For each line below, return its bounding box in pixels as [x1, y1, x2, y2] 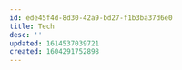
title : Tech [9, 22, 55, 31]
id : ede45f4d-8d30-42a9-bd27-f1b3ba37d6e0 [9, 13, 173, 23]
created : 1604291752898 [9, 47, 100, 56]
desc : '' [9, 30, 43, 39]
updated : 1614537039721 [9, 38, 100, 48]
